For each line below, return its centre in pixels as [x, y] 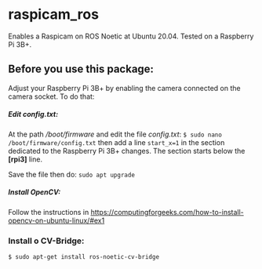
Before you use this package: [81, 69]
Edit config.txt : [33, 115]
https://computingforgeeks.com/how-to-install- [167, 212]
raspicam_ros [54, 15]
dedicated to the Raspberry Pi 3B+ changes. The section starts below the [127, 151]
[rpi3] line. [25, 159]
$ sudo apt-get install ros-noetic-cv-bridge [84, 256]
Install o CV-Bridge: [46, 241]
